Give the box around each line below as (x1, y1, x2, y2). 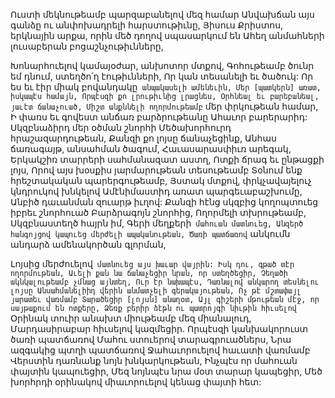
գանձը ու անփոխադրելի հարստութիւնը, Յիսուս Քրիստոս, (10, 19, 284, 31)
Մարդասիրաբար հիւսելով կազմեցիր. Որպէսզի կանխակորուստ (10, 323, 309, 334)
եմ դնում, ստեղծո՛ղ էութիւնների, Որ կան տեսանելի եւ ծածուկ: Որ (10, 70, 314, 82)
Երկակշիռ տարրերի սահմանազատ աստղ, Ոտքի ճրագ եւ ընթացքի (10, 154, 325, 165)
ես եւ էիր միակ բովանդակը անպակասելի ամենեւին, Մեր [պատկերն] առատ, (10, 81, 322, 93)
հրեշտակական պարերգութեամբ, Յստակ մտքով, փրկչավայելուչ (10, 175, 312, 186)
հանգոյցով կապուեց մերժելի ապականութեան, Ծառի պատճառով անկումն (10, 228, 291, 239)
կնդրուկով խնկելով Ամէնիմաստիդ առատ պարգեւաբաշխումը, (10, 185, 303, 197)
